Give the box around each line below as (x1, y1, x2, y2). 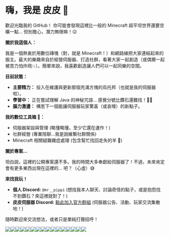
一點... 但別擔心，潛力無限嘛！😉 (9, 28, 77, 34)
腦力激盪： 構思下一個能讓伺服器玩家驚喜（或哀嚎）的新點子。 (12, 103, 143, 109)
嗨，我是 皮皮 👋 (5, 5, 69, 16)
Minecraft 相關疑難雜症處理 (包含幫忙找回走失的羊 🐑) (12, 137, 122, 143)
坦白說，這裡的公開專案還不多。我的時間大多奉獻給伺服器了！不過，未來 (5, 159, 156, 165)
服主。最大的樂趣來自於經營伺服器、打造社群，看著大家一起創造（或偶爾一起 (5, 56, 165, 62)
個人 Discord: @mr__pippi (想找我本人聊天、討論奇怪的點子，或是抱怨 (12, 186, 157, 193)
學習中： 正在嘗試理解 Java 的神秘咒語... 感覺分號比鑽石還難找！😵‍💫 (12, 97, 153, 103)
